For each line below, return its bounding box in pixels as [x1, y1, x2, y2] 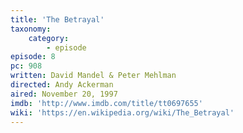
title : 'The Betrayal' [10, 14, 105, 25]
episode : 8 [10, 52, 56, 62]
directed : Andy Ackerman [10, 80, 114, 90]
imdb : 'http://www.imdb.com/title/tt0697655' [10, 98, 203, 108]
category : [28, 33, 70, 43]
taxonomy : [10, 24, 52, 34]
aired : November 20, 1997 [10, 89, 118, 99]
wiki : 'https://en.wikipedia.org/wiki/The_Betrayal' [10, 107, 235, 118]
